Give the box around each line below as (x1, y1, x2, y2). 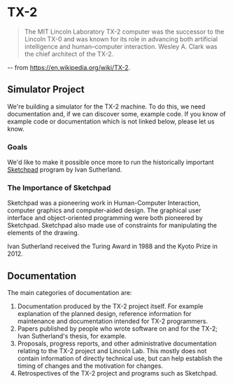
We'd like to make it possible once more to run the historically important (7, 158, 215, 167)
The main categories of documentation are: (7, 289, 132, 297)
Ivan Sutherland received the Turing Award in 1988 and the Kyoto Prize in (7, 242, 218, 251)
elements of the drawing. (7, 228, 80, 237)
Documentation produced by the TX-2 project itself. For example (17, 302, 204, 310)
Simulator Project (7, 83, 85, 95)
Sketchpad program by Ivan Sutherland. (7, 165, 122, 174)
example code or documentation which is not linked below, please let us (7, 117, 215, 125)
